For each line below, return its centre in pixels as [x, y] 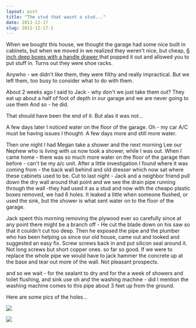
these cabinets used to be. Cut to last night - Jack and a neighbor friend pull [98, 176]
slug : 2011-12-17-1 [30, 28]
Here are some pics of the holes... [47, 297]
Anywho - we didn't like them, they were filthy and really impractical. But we [98, 74]
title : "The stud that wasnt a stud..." [56, 17]
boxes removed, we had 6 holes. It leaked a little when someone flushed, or [97, 194]
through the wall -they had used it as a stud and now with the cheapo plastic [98, 189]
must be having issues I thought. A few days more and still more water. [91, 134]
